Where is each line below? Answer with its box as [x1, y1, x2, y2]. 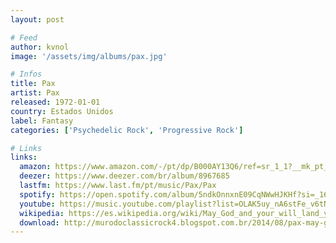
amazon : [19, 162, 52, 172]
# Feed [10, 32, 38, 43]
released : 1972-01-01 [10, 97, 101, 107]
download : [19, 217, 60, 228]
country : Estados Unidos [10, 106, 114, 116]
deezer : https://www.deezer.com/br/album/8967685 [19, 171, 230, 181]
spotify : [19, 189, 56, 200]
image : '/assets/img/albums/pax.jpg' [10, 51, 168, 61]
